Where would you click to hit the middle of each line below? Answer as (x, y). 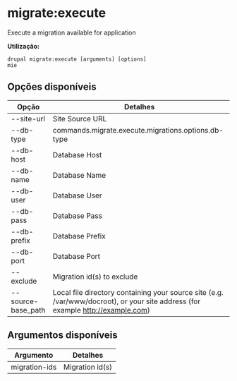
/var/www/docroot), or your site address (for (127, 301)
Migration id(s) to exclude (95, 277)
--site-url (28, 119)
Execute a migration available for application (72, 32)
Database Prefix (79, 236)
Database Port (77, 256)
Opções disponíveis (52, 87)
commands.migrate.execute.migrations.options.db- (138, 130)
